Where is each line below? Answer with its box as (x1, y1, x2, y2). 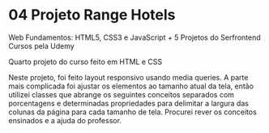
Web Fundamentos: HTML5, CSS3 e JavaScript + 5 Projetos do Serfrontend (8, 32, 261, 42)
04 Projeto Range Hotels (8, 6, 176, 24)
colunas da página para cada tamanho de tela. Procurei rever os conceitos (8, 107, 257, 117)
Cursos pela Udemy (8, 41, 75, 50)
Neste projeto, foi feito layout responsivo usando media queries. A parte (8, 72, 249, 82)
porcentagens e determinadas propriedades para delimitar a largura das (8, 98, 250, 108)
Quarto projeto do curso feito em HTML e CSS (8, 57, 163, 66)
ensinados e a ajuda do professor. (8, 115, 122, 125)
